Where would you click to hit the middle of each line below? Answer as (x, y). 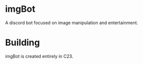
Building (23, 43)
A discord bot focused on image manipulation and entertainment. (71, 23)
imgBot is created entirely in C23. (39, 56)
